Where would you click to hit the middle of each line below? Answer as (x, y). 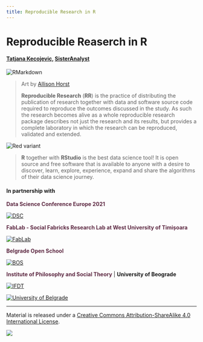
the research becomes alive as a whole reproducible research (98, 115)
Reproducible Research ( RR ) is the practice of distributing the (98, 96)
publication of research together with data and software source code (107, 102)
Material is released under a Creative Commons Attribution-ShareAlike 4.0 (98, 315)
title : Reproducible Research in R (51, 12)
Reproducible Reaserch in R (77, 41)
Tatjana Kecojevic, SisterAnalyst (48, 59)
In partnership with (31, 190)
